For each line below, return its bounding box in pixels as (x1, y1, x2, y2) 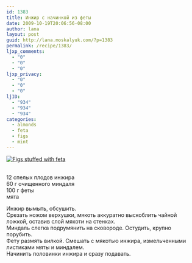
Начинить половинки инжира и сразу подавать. (6, 250, 131, 257)
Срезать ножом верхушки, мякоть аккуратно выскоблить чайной (6, 211, 177, 219)
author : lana (6, 26, 40, 32)
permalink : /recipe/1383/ (6, 43, 72, 49)
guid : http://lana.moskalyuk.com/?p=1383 (6, 37, 113, 43)
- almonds (12, 122, 37, 128)
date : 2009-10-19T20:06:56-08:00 (6, 20, 91, 26)
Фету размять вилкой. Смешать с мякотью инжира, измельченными (6, 237, 187, 244)
